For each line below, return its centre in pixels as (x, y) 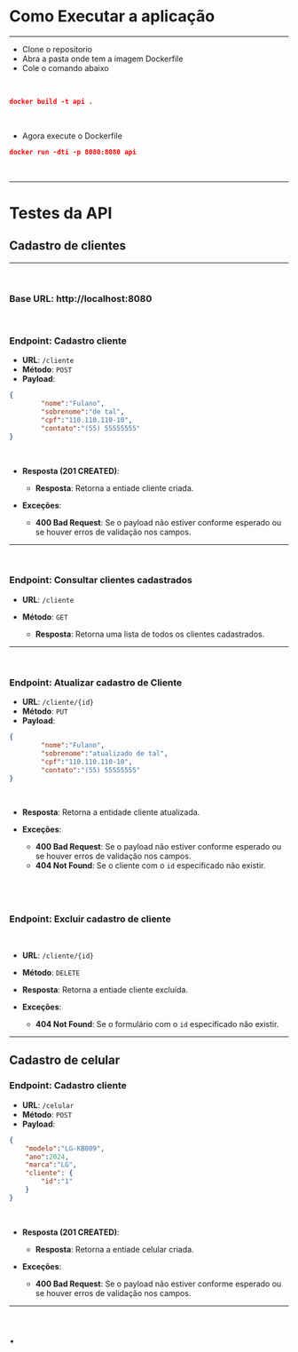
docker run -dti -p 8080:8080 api (73, 152)
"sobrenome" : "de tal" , (83, 412)
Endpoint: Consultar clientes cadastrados (101, 581)
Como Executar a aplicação (112, 16)
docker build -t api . (51, 101)
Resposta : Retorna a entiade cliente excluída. (105, 990)
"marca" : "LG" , (51, 1165)
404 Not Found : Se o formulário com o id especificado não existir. (157, 1024)
